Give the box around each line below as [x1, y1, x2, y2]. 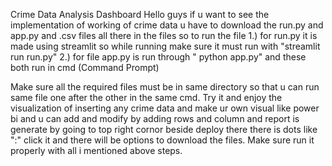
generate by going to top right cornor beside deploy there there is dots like [10, 124, 318, 135]
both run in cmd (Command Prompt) [10, 62, 160, 73]
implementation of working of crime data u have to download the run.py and [10, 19, 324, 31]
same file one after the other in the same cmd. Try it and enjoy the [10, 92, 283, 103]
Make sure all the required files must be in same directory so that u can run [10, 81, 320, 93]
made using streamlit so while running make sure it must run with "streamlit [10, 40, 321, 52]
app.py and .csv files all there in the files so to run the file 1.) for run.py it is [10, 30, 318, 41]
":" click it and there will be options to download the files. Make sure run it [10, 134, 315, 146]
